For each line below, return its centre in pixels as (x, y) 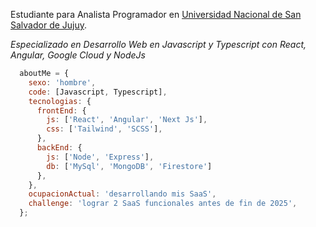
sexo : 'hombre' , (62, 82)
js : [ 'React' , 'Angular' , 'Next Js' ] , (127, 120)
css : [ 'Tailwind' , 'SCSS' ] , (104, 129)
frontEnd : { (61, 110)
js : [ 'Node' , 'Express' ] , (100, 157)
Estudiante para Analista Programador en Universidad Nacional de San (156, 14)
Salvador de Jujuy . (49, 25)
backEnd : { (59, 148)
